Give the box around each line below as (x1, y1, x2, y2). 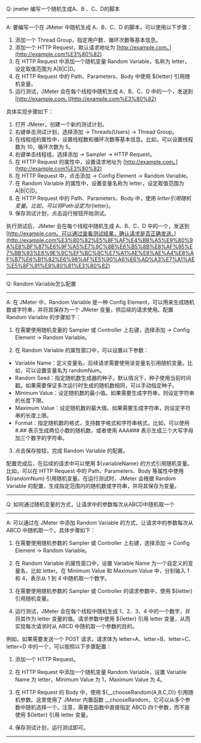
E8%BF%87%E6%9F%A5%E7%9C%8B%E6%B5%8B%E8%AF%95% (14, 243, 190, 250)
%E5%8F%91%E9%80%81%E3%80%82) (6, 262, 111, 269)
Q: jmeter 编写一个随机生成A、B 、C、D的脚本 (6, 5, 120, 12)
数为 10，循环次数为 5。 (14, 143, 74, 150)
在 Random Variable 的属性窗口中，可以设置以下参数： (14, 347, 150, 353)
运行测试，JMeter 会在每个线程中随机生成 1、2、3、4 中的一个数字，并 (14, 608, 191, 615)
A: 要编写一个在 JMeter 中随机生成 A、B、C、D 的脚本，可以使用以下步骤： (6, 23, 193, 31)
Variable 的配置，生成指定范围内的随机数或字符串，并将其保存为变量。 (6, 483, 180, 489)
